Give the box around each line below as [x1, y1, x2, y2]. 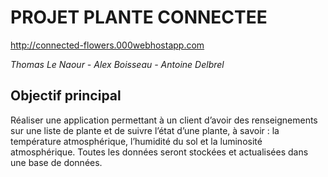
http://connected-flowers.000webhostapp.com [10, 39, 205, 51]
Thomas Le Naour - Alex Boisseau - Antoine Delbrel [10, 58, 225, 70]
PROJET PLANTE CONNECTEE [10, 6, 268, 29]
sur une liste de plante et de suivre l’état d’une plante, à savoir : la [10, 124, 280, 136]
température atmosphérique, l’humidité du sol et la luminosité [10, 135, 263, 147]
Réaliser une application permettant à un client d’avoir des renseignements [10, 114, 318, 126]
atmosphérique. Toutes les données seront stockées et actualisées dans [10, 146, 309, 158]
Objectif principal [10, 87, 122, 105]
